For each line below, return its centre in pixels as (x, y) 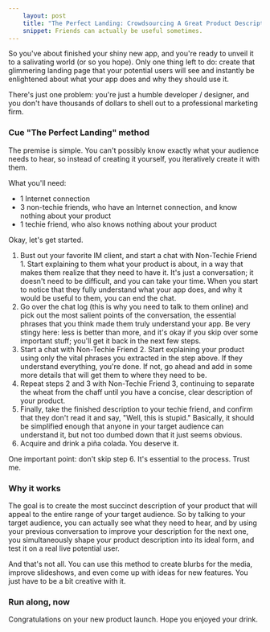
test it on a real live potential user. (64, 548)
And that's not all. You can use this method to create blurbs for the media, (131, 564)
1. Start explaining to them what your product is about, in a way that (131, 264)
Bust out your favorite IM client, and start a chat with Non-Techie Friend (138, 255)
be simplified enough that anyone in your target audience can (122, 426)
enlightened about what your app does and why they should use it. (119, 79)
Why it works (35, 488)
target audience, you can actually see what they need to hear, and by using (133, 523)
